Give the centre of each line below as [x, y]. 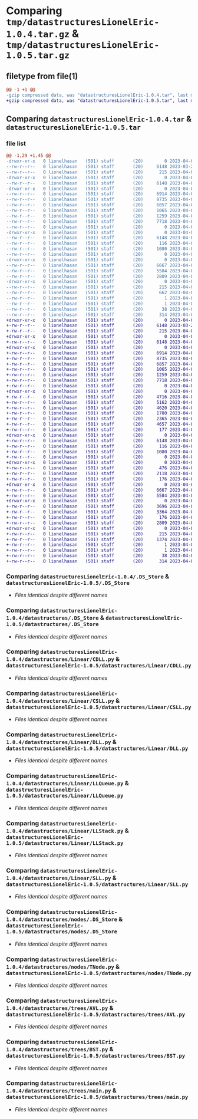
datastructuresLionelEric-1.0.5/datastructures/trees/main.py [97, 1097]
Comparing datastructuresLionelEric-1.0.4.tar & [99, 119]
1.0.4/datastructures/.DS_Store [52, 618]
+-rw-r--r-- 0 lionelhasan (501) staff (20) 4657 [87, 424]
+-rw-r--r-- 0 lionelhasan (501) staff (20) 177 [87, 430]
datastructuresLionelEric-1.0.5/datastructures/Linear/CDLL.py [99, 666]
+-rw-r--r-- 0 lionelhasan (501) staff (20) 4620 [87, 408]
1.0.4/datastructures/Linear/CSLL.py [60, 701]
